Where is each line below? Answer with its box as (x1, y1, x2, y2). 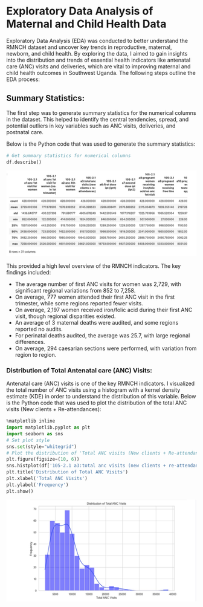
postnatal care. (6, 128, 44, 135)
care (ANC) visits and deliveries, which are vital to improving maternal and (6, 62, 191, 70)
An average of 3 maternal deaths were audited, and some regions (14, 319, 179, 326)
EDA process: (6, 76, 40, 83)
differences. (14, 338, 45, 345)
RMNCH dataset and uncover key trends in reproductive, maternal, (6, 44, 172, 51)
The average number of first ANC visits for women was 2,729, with (14, 280, 181, 288)
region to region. (14, 351, 57, 358)
